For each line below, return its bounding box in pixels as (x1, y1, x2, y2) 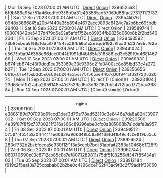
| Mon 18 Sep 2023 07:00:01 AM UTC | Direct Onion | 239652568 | (5, 5, 138, 10)
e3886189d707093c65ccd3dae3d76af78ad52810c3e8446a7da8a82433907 (5, 111, 158, 117)
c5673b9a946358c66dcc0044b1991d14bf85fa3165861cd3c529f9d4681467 (5, 51, 158, 57)
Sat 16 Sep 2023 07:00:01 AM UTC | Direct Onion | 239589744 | (24, 25, 152, 31)
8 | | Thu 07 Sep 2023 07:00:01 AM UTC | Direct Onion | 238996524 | (5, 137, 144, 142)
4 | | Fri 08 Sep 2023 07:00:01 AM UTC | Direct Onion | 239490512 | (5, 126, 141, 132)
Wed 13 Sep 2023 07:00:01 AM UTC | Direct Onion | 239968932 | (16, 56, 147, 61)
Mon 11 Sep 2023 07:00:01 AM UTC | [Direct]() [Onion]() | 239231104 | (16, 76, 157, 82)
